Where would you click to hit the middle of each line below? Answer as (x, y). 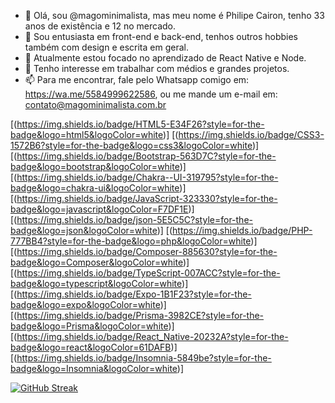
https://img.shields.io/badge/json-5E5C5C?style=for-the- (134, 219)
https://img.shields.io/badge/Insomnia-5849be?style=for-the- (144, 358)
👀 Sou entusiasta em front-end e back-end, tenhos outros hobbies (161, 36)
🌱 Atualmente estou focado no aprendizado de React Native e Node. (165, 58)
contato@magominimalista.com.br (95, 104)
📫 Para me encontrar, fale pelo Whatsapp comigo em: (137, 79)
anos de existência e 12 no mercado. (100, 26)
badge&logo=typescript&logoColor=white (96, 283)
